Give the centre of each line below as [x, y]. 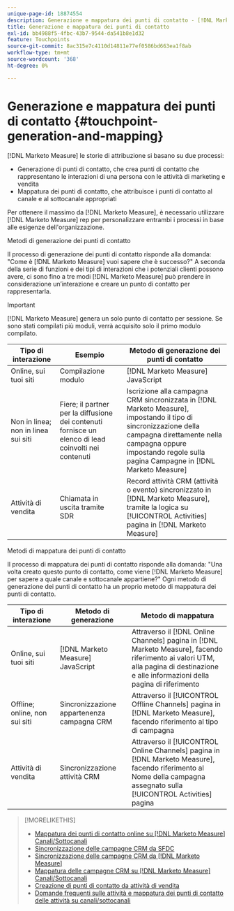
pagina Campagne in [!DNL [171, 460]
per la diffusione [86, 413]
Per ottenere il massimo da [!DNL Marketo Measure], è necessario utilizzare [116, 212]
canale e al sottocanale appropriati [67, 198]
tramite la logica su [157, 507]
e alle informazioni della [170, 675]
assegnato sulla [157, 785]
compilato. [22, 333]
